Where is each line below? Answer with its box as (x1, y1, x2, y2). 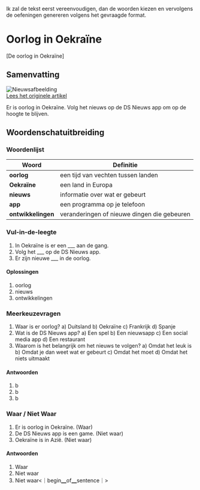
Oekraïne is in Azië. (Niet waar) (14, 436, 92, 443)
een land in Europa (59, 181, 113, 189)
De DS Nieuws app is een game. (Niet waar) (14, 429, 124, 437)
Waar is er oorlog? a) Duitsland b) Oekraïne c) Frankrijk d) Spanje (14, 323, 176, 330)
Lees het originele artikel (6, 92, 67, 99)
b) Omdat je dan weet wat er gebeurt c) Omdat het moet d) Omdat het (14, 348, 187, 356)
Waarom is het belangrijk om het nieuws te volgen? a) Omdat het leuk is (14, 342, 192, 349)
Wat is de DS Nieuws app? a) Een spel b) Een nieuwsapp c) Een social (14, 330, 188, 337)
